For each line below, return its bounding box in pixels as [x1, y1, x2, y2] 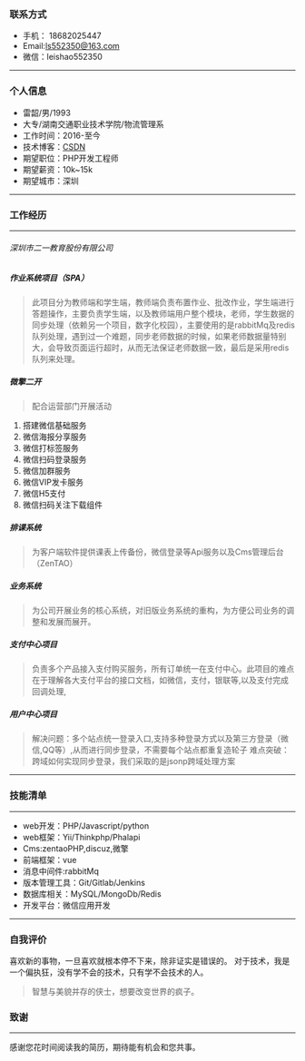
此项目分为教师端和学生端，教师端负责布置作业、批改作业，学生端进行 [31, 297, 295, 308]
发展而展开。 [47, 616, 96, 627]
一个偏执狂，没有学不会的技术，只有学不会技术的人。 [9, 967, 209, 977]
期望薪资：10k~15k [22, 163, 93, 174]
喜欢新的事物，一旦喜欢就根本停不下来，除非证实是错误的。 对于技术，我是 [9, 955, 290, 966]
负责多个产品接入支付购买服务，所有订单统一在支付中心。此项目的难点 [31, 663, 295, 674]
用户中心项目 [9, 708, 57, 719]
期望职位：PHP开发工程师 [22, 152, 120, 163]
